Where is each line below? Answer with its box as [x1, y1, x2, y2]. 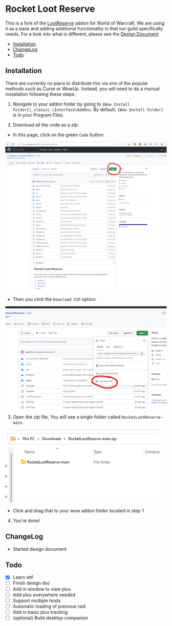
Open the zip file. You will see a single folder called [12, 414, 121, 420]
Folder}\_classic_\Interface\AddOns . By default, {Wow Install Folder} [12, 106, 164, 113]
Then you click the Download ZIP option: [12, 296, 97, 303]
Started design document [12, 546, 67, 552]
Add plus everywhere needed [12, 592, 76, 598]
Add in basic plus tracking [12, 609, 68, 615]
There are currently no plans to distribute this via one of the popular [5, 80, 148, 86]
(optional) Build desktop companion [12, 615, 89, 621]
